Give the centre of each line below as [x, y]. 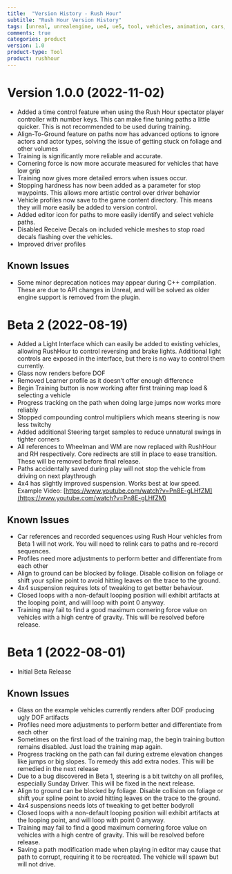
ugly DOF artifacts [43, 717]
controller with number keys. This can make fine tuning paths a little [114, 119]
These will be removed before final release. [79, 462]
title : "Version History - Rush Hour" [65, 13]
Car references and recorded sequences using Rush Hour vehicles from [119, 537]
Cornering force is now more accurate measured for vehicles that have [118, 163]
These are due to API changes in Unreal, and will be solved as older [113, 289]
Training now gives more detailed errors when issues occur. [102, 178]
